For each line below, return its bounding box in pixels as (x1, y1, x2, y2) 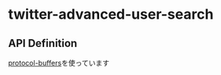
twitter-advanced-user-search (8, 5, 214, 23)
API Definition (8, 37, 78, 50)
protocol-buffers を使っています (8, 59, 110, 67)
